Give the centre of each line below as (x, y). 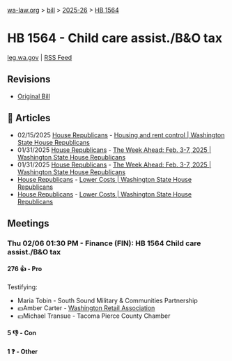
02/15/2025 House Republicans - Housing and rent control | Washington (121, 135)
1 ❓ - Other (23, 352)
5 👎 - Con (22, 332)
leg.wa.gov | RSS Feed (40, 57)
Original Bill (34, 96)
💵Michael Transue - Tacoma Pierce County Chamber (94, 316)
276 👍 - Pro (25, 269)
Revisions (29, 79)
